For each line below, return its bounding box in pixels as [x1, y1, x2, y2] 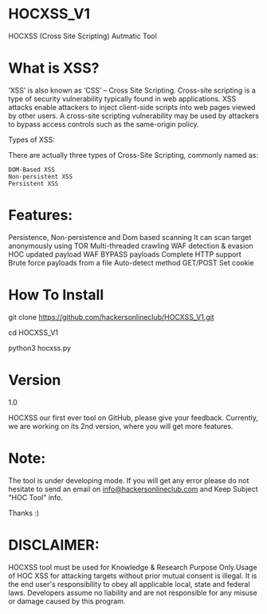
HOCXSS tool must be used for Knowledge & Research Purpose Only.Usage [8, 562, 257, 572]
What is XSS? [8, 59, 100, 77]
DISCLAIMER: [8, 536, 100, 554]
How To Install [8, 286, 104, 304]
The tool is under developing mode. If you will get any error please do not [8, 475, 249, 485]
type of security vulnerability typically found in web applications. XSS [8, 93, 237, 104]
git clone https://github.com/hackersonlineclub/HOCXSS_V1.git [8, 312, 214, 321]
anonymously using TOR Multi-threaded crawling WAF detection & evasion [8, 241, 253, 250]
